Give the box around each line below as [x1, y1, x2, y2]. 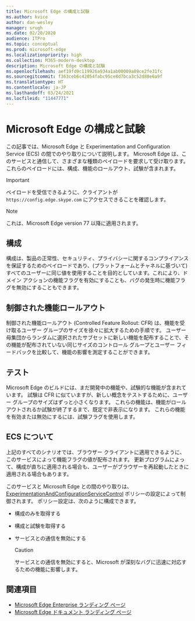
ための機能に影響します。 [19, 566, 81, 573]
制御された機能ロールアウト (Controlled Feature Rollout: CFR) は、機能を [6, 320, 180, 327]
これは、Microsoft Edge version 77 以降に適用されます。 [6, 220, 141, 227]
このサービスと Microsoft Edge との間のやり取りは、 [6, 483, 132, 490]
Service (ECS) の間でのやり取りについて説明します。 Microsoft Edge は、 [6, 150, 182, 157]
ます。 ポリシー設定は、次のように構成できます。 [21, 497, 140, 504]
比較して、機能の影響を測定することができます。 [36, 349, 153, 356]
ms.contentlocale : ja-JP [6, 85, 66, 91]
